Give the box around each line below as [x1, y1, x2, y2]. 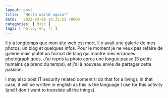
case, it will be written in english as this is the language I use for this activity [5, 81, 163, 88]
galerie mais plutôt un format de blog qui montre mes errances [5, 51, 135, 57]
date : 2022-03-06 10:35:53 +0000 [5, 17, 80, 22]
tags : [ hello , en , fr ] [5, 26, 58, 31]
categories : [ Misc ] [5, 21, 51, 27]
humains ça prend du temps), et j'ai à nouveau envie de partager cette [5, 61, 152, 67]
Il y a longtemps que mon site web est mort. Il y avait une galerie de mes [5, 40, 156, 46]
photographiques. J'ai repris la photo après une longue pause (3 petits [5, 56, 152, 62]
